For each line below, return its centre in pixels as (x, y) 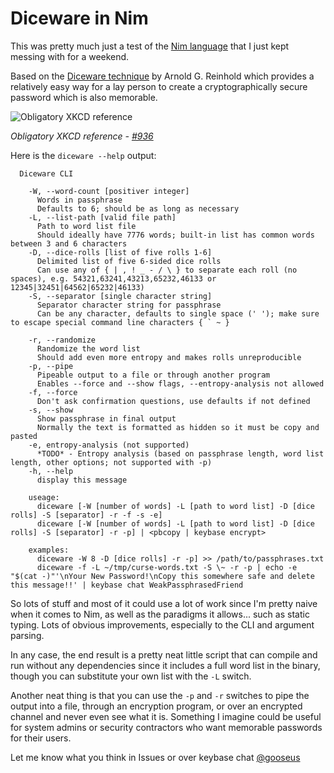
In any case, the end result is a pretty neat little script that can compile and (164, 654)
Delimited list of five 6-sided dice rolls (129, 261)
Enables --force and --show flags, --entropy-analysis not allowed (180, 383)
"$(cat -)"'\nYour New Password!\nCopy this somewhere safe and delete (162, 576)
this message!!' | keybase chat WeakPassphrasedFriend (127, 585)
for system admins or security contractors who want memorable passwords (166, 727)
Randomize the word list (88, 348)
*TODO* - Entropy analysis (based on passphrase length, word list (180, 453)
